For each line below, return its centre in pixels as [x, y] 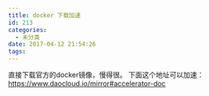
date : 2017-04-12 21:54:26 [52, 44]
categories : [27, 30]
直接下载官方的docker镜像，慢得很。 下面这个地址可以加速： [106, 75]
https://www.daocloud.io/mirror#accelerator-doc [87, 84]
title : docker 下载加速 [44, 15]
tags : [17, 52]
